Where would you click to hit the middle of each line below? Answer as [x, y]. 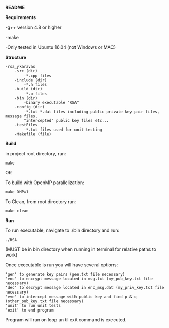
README [15, 7]
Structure [16, 57]
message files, [22, 116]
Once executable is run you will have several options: [62, 265]
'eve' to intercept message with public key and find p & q [71, 297]
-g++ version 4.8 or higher [33, 27]
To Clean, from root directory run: [41, 202]
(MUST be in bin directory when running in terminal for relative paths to [81, 249]
